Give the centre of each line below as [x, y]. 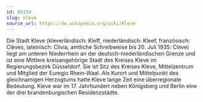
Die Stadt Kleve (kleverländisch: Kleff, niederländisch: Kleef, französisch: [98, 41]
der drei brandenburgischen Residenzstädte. [63, 93]
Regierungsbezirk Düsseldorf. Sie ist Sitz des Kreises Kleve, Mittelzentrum [100, 67]
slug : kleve [21, 18]
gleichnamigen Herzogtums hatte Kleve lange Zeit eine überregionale [94, 79]
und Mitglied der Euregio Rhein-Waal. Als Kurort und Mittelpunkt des [93, 73]
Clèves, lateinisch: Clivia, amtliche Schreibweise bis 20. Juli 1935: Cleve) [98, 47]
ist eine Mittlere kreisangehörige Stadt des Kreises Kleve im [82, 60]
